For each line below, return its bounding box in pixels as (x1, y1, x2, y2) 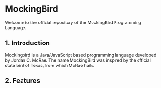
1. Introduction (5, 39, 50, 47)
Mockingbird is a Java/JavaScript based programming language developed (5, 52, 157, 58)
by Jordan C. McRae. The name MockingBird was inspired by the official (5, 57, 151, 63)
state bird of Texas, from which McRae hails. (5, 62, 95, 68)
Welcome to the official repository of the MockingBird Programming (5, 20, 141, 25)
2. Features (5, 77, 41, 85)
